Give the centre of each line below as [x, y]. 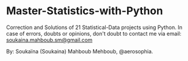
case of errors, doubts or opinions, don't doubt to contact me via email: [94, 33]
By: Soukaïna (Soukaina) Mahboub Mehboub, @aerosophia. [80, 51]
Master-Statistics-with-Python [84, 11]
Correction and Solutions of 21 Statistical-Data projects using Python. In [95, 27]
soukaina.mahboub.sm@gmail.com [49, 40]
